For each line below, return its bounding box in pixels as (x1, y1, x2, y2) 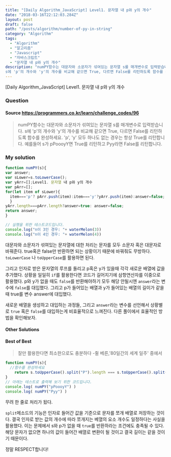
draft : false (5, 21, 33, 27)
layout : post (5, 17, 33, 22)
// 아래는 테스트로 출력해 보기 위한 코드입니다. (5, 379, 93, 384)
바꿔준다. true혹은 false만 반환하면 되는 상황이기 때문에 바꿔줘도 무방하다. (5, 248, 152, 254)
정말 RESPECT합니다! (5, 446, 49, 452)
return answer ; (5, 208, 38, 214)
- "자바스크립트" (10, 55, 40, 60)
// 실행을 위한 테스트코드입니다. (5, 222, 65, 227)
